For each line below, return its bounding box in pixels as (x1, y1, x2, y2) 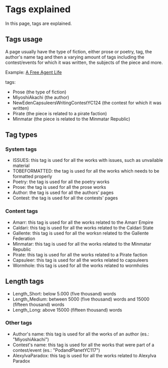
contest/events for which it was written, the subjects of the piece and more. (5, 59, 163, 65)
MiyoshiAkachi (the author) (12, 94, 69, 100)
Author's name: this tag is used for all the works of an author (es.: (12, 331, 149, 337)
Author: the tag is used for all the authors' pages (12, 189, 114, 196)
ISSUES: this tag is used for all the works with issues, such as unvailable (12, 157, 163, 163)
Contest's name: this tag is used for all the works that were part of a (12, 342, 154, 348)
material (12, 162, 30, 169)
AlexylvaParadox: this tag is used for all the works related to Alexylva (12, 352, 157, 358)
